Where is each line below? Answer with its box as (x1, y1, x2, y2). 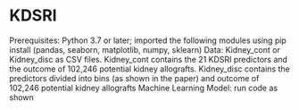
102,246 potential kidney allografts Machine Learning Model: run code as (9, 82, 278, 93)
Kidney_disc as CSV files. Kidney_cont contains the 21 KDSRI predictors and (9, 54, 288, 64)
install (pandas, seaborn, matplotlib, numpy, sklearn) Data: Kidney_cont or (9, 44, 281, 55)
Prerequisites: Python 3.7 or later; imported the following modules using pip (9, 35, 287, 46)
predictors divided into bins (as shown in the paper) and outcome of (9, 72, 260, 83)
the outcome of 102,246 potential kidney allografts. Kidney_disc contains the (9, 63, 290, 74)
